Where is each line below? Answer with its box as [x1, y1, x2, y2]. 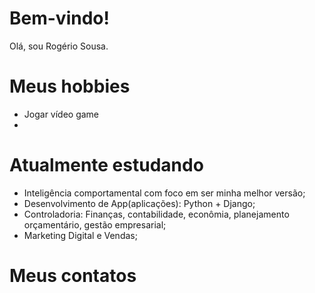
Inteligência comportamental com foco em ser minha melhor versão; [23, 187, 306, 199]
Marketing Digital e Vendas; [23, 229, 138, 241]
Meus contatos [9, 265, 137, 287]
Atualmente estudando [9, 154, 204, 177]
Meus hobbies [9, 75, 131, 98]
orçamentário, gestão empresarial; [23, 218, 167, 231]
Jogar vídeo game [23, 108, 100, 120]
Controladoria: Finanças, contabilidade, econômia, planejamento [23, 208, 290, 220]
